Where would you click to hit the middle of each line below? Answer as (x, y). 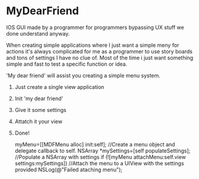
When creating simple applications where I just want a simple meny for (93, 45)
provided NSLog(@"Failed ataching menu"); (69, 170)
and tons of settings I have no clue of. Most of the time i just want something (100, 57)
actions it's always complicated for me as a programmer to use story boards (99, 51)
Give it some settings (40, 110)
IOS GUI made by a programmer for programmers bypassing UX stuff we (95, 27)
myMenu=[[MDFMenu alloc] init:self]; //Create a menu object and (95, 144)
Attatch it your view (38, 121)
